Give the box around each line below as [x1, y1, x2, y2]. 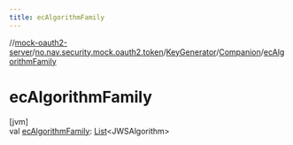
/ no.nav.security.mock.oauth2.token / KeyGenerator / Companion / [32, 46, 264, 57]
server [9, 46, 33, 57]
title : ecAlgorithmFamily [9, 12, 104, 22]
